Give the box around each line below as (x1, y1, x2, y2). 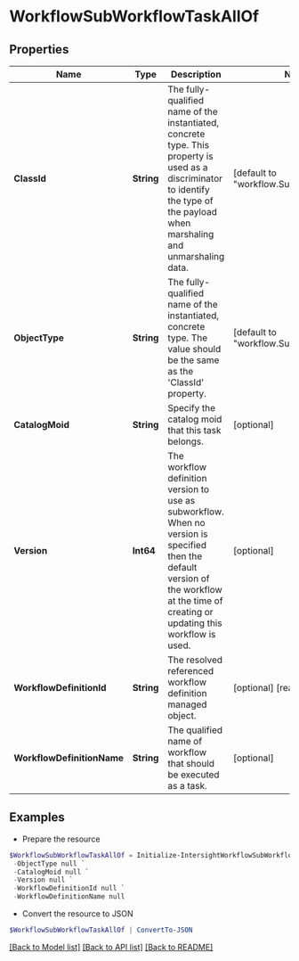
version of (167, 572, 210, 585)
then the (167, 550, 203, 563)
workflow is (167, 628, 216, 640)
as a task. (167, 780, 207, 792)
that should (167, 758, 215, 769)
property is (167, 150, 214, 162)
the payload (167, 206, 218, 218)
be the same (167, 354, 220, 366)
